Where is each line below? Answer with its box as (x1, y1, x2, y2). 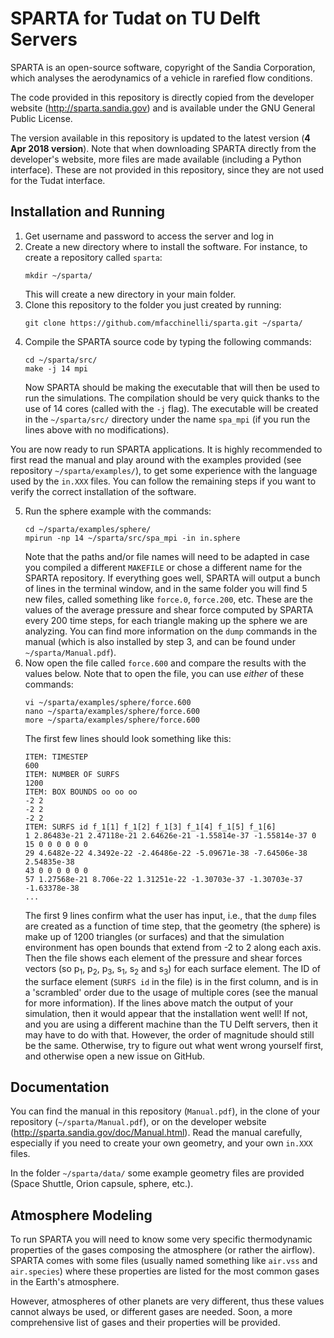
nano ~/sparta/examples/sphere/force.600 (24, 706, 200, 716)
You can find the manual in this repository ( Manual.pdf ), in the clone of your (10, 1105, 321, 1117)
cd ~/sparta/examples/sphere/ (24, 524, 152, 534)
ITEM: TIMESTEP (24, 752, 89, 762)
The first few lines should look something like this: (24, 732, 232, 744)
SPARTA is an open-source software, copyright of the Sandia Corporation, (10, 61, 316, 73)
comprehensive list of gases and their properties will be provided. (10, 1317, 281, 1329)
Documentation (10, 1078, 110, 1096)
